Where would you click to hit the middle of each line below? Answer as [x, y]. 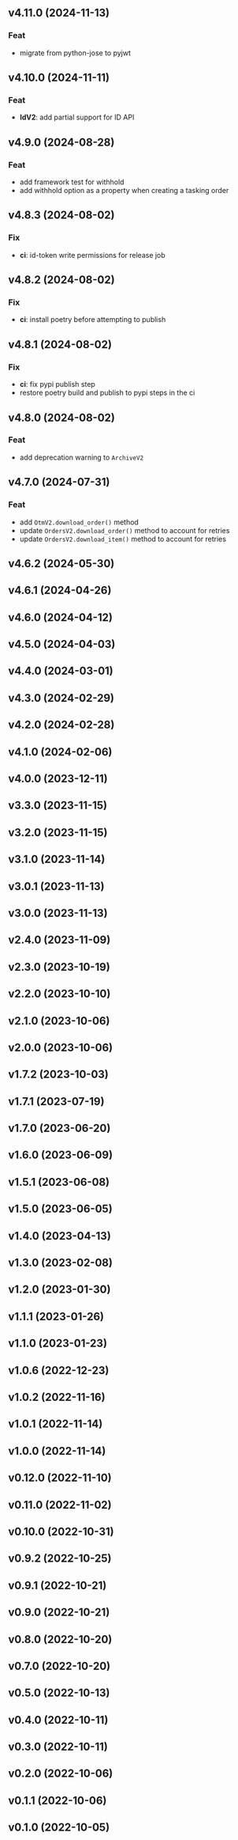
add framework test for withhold [72, 182]
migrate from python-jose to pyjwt [75, 53]
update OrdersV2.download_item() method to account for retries [123, 539]
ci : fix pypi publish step [58, 384]
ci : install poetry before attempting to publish [93, 320]
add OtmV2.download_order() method [79, 522]
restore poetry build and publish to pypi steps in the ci [107, 393]
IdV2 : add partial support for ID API [77, 117]
